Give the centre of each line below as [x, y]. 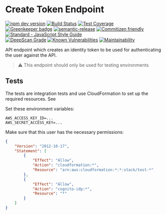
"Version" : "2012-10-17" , [42, 146]
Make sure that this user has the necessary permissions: [64, 132]
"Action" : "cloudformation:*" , [66, 165]
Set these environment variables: [40, 109]
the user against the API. [31, 55]
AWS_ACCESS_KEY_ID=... [29, 118]
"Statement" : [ [31, 151]
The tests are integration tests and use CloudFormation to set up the [77, 93]
